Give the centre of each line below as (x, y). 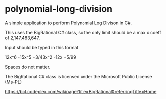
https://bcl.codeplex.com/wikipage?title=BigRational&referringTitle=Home (81, 91)
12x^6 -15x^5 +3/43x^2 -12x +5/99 (41, 57)
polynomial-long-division (59, 9)
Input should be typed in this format (42, 47)
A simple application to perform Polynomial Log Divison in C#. (69, 23)
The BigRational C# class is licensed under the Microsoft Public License (79, 76)
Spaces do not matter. (28, 67)
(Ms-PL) (14, 82)
